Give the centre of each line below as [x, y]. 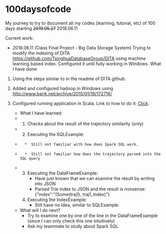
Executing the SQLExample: [56, 134]
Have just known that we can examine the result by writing [95, 178]
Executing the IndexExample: [57, 199]
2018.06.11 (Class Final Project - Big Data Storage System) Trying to [82, 47]
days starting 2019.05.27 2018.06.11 [42, 28]
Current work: [19, 38]
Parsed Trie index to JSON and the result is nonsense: [90, 189]
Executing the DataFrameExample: [63, 173]
